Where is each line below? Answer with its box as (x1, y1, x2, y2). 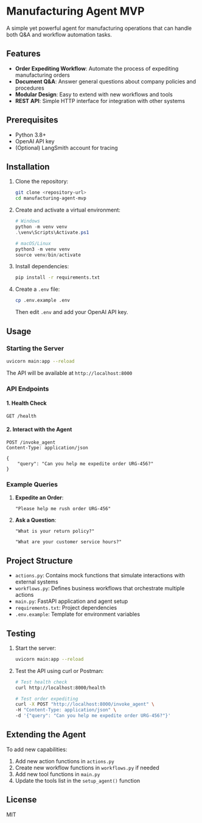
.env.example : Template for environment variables (15, 611, 141, 618)
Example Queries (6, 480, 58, 488)
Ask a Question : (15, 516, 57, 524)
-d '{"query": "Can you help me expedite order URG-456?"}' (15, 713, 171, 719)
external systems (15, 578, 59, 586)
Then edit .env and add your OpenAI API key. (15, 308, 128, 316)
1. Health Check (6, 399, 47, 407)
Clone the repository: (15, 178, 69, 185)
